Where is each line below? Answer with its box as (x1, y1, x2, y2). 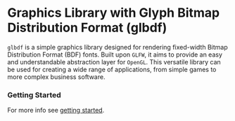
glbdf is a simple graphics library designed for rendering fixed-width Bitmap (7, 43, 228, 51)
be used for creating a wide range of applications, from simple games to (7, 65, 217, 73)
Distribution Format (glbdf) (7, 20, 167, 36)
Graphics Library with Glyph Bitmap (7, 5, 220, 21)
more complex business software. (7, 72, 106, 81)
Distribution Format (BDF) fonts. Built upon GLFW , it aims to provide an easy (7, 50, 223, 59)
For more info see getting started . (7, 106, 105, 115)
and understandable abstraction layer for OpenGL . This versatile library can (7, 57, 222, 66)
